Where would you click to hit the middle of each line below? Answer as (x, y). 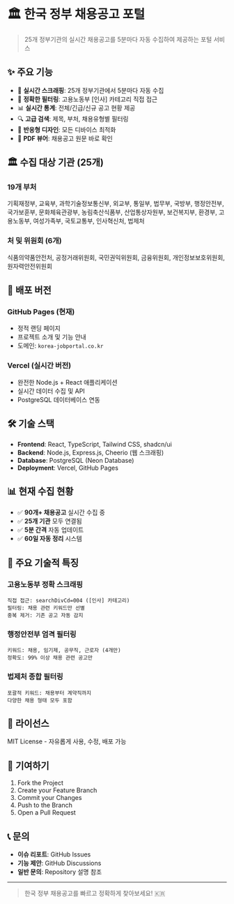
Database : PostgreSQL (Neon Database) (76, 460)
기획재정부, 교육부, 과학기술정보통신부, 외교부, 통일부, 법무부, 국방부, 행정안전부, (116, 204)
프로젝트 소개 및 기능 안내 (52, 337)
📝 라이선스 (29, 724)
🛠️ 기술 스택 (31, 424)
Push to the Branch (45, 805)
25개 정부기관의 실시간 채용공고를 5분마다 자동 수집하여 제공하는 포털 (118, 39)
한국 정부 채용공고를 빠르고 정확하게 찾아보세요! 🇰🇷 (95, 894)
